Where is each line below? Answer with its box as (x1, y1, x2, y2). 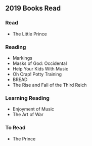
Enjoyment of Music (12, 106, 55, 112)
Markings (12, 55, 33, 61)
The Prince (12, 135, 36, 141)
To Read (5, 124, 26, 131)
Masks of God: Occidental (12, 60, 67, 66)
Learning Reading (5, 94, 50, 101)
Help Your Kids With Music (12, 65, 69, 71)
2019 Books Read (5, 4, 61, 13)
